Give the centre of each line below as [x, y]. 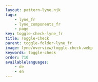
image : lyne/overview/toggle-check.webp [49, 48]
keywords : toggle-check [31, 52]
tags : [11, 15]
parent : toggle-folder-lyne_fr [39, 43]
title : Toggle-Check [27, 39]
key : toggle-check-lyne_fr [34, 34]
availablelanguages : [27, 62]
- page [22, 29]
